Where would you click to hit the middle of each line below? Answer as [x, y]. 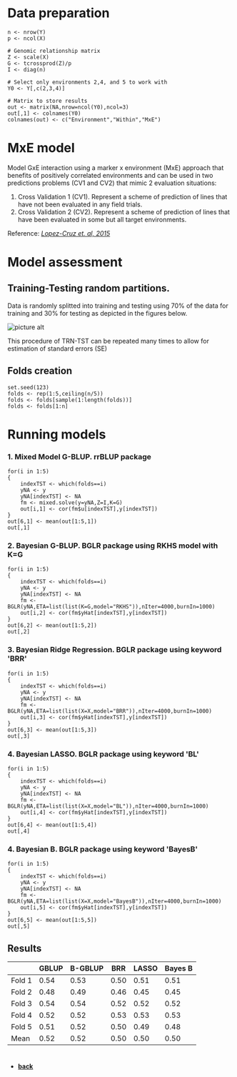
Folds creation [40, 371]
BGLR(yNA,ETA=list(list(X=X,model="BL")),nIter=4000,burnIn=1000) [108, 806]
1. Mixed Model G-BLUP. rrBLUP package [80, 456]
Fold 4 [21, 1016]
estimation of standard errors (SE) [57, 349]
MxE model [41, 148]
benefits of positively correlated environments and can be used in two [110, 175]
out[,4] [19, 831]
